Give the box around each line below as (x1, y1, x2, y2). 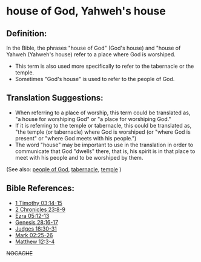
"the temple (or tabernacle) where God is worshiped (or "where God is (15, 128, 191, 136)
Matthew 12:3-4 (15, 238, 55, 245)
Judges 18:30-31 (15, 225, 58, 232)
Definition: (6, 28, 47, 39)
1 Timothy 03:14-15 (15, 199, 62, 206)
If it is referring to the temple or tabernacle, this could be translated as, (15, 122, 192, 129)
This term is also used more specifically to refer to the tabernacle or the (15, 62, 194, 70)
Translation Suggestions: (6, 93, 104, 103)
